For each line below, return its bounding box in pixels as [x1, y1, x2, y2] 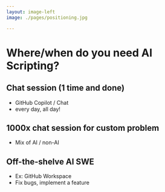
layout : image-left [6, 8, 56, 15]
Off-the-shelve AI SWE [6, 156, 95, 167]
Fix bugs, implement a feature [15, 179, 89, 187]
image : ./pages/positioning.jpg [6, 15, 88, 21]
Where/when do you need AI [6, 46, 153, 59]
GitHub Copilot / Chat [15, 99, 69, 106]
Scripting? [6, 59, 60, 73]
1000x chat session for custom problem [6, 122, 160, 133]
